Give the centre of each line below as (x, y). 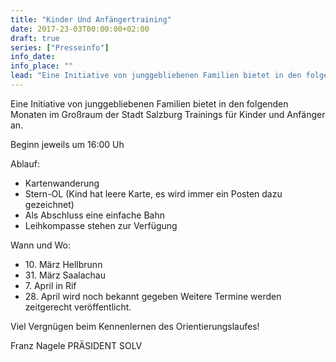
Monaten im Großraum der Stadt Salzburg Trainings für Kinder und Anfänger (168, 114)
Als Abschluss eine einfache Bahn (94, 215)
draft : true (35, 38)
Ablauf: (25, 163)
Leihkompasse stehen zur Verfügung (101, 225)
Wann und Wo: (40, 245)
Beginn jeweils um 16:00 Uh (67, 144)
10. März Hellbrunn (63, 264)
